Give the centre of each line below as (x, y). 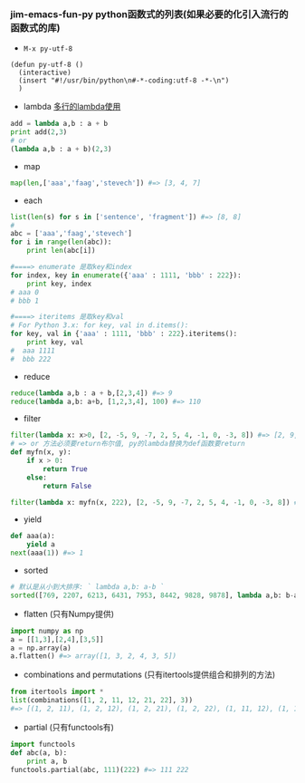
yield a (41, 545)
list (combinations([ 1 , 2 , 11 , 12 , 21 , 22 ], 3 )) (102, 701)
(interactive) (45, 73)
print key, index (59, 284)
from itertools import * (57, 692)
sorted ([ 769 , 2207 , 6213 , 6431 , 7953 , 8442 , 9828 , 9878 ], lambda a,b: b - (152, 595)
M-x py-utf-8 (48, 49)
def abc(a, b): (39, 753)
